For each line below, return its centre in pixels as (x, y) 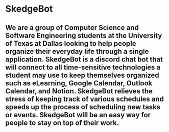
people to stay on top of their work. (62, 123)
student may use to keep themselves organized (82, 75)
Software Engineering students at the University (84, 35)
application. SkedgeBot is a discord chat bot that (84, 59)
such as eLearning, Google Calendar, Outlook (79, 83)
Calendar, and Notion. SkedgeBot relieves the (79, 91)
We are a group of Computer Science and (72, 28)
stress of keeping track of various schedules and (85, 99)
